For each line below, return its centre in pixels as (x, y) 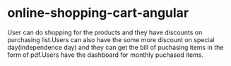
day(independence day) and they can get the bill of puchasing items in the (115, 47)
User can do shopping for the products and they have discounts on (105, 32)
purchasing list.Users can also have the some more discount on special (111, 39)
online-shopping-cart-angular (98, 13)
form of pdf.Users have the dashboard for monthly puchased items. (105, 55)
